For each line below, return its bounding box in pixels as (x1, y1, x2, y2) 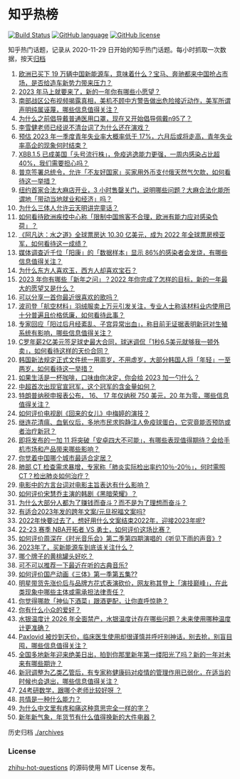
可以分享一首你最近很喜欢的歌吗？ (18, 292, 119, 301)
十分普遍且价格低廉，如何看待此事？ (18, 310, 125, 319)
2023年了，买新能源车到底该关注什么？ (18, 542, 135, 551)
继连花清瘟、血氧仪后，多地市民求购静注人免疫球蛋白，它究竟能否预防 (18, 417, 225, 426)
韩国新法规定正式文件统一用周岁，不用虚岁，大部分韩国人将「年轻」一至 (18, 355, 231, 364)
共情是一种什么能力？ (18, 695, 81, 703)
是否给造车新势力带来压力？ (31, 78, 113, 86)
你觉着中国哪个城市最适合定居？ (18, 453, 113, 462)
